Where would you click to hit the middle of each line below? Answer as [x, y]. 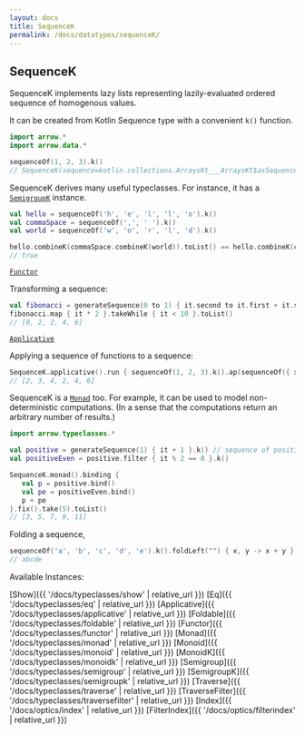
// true [24, 256]
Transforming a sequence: [59, 289]
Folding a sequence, [48, 534]
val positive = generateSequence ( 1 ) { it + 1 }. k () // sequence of [140, 450]
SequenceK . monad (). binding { [64, 475]
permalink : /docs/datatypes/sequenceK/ [85, 34]
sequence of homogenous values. [73, 103]
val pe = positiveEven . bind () [79, 492]
